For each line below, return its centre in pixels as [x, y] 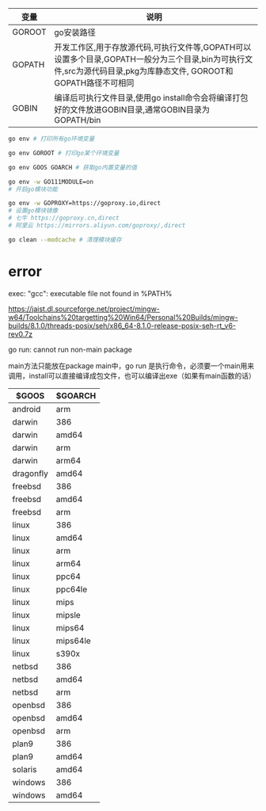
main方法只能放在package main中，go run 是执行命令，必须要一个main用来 [131, 366]
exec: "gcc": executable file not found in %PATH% [90, 293]
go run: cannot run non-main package [70, 349]
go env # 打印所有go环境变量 [51, 139]
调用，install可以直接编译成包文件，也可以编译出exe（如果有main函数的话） [132, 375]
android [27, 409]
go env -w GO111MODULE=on [51, 181]
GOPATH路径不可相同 [94, 83]
